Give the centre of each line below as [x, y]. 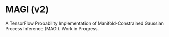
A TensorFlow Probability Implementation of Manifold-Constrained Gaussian [85, 23]
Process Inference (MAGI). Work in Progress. [52, 28]
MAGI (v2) [27, 9]
